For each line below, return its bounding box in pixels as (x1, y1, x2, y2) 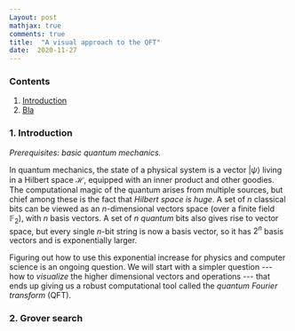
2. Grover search (9, 312, 83, 325)
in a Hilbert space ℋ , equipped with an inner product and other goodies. (9, 174, 275, 185)
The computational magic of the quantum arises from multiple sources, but (9, 184, 283, 195)
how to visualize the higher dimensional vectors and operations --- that (9, 272, 271, 282)
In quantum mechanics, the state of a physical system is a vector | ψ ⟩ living (9, 164, 283, 175)
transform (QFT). (9, 290, 72, 301)
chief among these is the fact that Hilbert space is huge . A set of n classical (9, 193, 286, 204)
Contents (9, 75, 51, 88)
